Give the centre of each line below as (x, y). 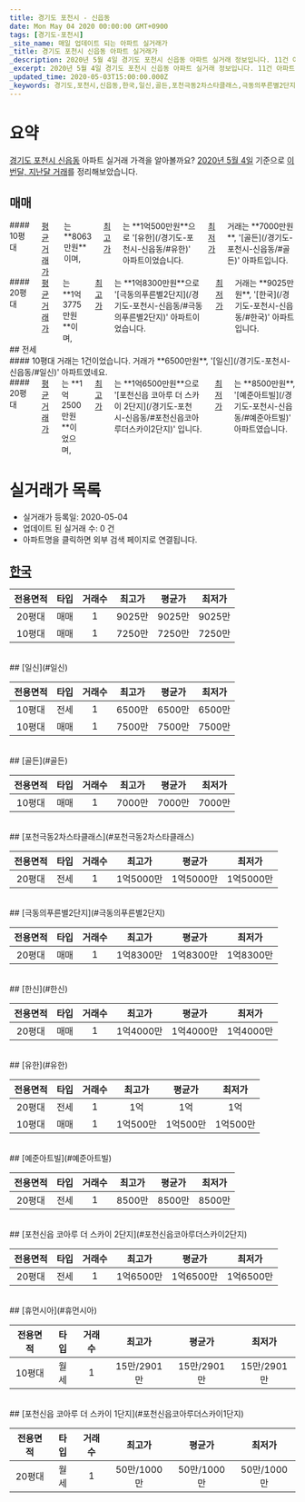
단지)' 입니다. (179, 429)
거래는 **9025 (261, 283)
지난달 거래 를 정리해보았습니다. (83, 171)
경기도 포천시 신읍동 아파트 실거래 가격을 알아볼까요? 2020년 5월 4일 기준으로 (148, 160)
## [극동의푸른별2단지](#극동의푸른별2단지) (88, 913)
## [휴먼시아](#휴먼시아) (54, 1310)
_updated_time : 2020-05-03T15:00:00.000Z (89, 77)
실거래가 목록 (55, 490)
